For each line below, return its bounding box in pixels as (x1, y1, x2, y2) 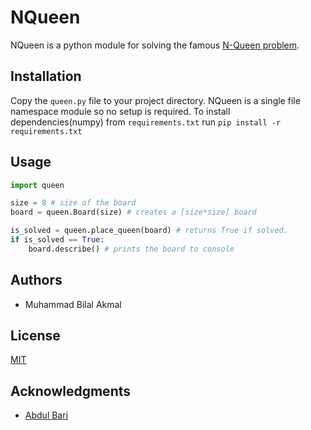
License (10, 327, 61, 345)
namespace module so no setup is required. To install (10, 105, 231, 117)
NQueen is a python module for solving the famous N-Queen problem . (10, 39, 300, 51)
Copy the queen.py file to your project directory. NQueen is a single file (10, 94, 301, 106)
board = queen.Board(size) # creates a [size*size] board (10, 207, 257, 218)
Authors (10, 272, 63, 289)
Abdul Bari (24, 409, 69, 421)
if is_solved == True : (10, 235, 105, 245)
